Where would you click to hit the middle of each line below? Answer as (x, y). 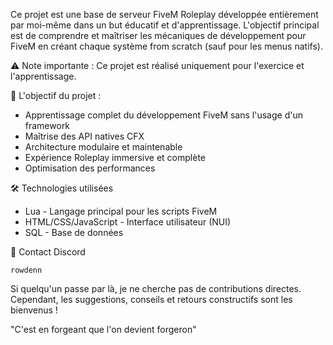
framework (47, 125)
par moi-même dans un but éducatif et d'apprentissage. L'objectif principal (165, 25)
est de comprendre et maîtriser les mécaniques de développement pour (158, 35)
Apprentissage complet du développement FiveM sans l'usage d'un (163, 115)
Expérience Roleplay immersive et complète (115, 157)
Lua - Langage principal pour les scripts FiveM (121, 211)
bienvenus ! (34, 310)
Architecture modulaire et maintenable (103, 147)
